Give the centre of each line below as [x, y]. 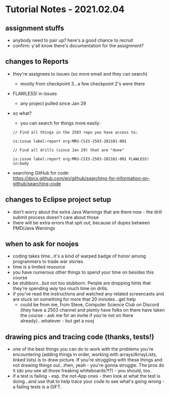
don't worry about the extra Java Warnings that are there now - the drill [87, 212]
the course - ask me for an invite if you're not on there [77, 315]
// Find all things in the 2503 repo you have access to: [75, 132]
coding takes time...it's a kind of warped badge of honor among [79, 256]
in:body [21, 163]
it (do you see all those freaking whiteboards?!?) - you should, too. [82, 371]
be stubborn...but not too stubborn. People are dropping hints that [82, 283]
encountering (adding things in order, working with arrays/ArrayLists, [85, 354]
